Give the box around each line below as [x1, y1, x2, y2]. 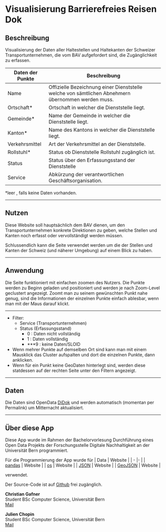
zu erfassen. [5, 57, 31, 63]
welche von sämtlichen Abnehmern [48, 90, 131, 97]
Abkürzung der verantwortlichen [48, 171, 124, 178]
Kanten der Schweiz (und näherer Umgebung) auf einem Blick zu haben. [5, 247, 153, 253]
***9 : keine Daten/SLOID [27, 341, 81, 347]
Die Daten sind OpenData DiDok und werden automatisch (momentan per [5, 400, 154, 406]
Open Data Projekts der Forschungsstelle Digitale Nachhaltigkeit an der [5, 442, 150, 448]
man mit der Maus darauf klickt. [5, 301, 70, 307]
